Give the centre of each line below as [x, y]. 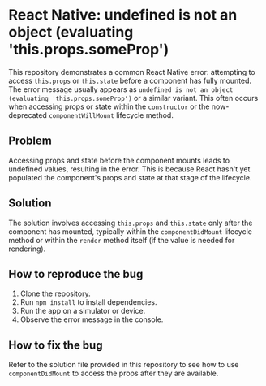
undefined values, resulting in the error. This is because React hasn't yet [129, 169]
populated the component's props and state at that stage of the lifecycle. [130, 177]
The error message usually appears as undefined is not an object [121, 89]
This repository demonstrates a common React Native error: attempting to [132, 72]
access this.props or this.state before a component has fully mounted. [130, 80]
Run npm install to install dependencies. [88, 302]
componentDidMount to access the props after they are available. [114, 373]
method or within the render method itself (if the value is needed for [122, 240]
